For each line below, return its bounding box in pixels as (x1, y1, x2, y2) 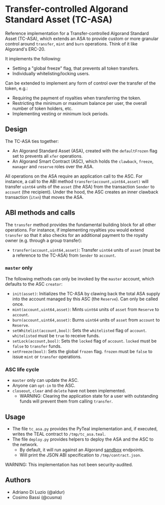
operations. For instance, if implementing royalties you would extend (5, 227, 144, 233)
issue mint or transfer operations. (12, 354, 82, 360)
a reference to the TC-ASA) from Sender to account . (12, 252, 116, 258)
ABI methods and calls (5, 209, 75, 217)
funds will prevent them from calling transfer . (19, 398, 113, 404)
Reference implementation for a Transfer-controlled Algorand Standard (5, 30, 149, 36)
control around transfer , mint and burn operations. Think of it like (5, 41, 138, 46)
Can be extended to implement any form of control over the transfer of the (5, 80, 156, 86)
